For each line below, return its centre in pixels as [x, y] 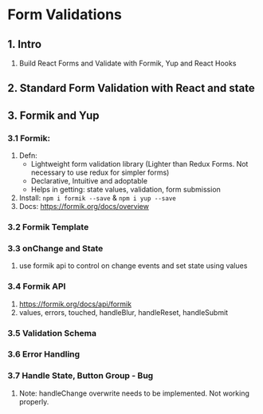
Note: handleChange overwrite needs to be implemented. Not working [134, 393]
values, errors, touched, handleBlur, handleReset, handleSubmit [124, 312]
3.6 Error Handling [44, 354]
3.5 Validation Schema [52, 333]
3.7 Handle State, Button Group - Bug [80, 376]
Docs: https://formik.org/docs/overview [84, 207]
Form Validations [65, 15]
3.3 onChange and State [55, 248]
